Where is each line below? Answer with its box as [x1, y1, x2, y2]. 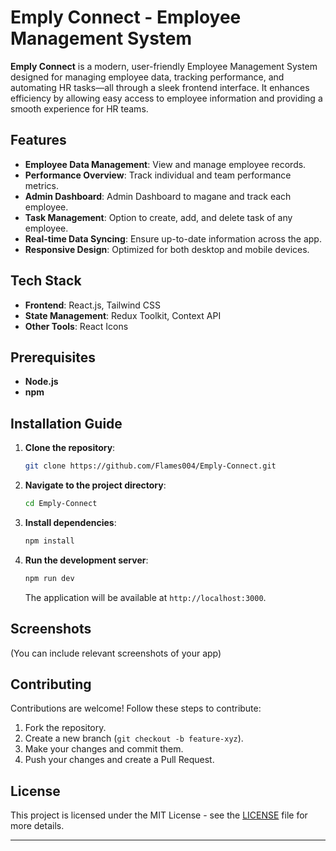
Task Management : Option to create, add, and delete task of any [24, 211, 293, 223]
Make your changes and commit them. [24, 743, 184, 755]
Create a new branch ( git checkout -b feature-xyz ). [24, 732, 244, 745]
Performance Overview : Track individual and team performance [24, 169, 292, 181]
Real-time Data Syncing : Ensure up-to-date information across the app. [24, 232, 322, 245]
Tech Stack [10, 272, 82, 290]
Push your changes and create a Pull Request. [24, 754, 215, 766]
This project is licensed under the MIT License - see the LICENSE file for [10, 809, 308, 821]
